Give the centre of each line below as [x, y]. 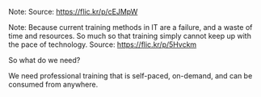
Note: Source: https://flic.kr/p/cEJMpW [73, 12]
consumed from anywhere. [53, 84]
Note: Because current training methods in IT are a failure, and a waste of [130, 27]
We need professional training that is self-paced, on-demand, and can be [130, 76]
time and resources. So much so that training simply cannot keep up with [130, 36]
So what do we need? [44, 60]
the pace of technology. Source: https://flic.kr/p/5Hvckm [103, 44]
